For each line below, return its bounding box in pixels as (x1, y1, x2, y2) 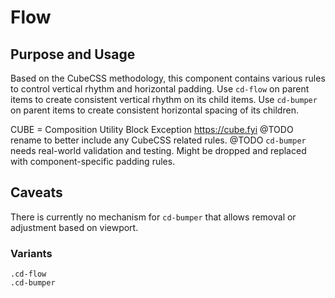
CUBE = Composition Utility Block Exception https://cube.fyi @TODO (10, 124, 294, 135)
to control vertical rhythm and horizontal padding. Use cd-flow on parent (10, 83, 310, 95)
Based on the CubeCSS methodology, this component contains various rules (10, 72, 326, 84)
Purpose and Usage (10, 46, 136, 63)
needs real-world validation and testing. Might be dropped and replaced (10, 145, 307, 156)
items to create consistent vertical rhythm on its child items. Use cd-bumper (10, 94, 318, 105)
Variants (10, 246, 53, 260)
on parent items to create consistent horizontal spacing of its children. (10, 104, 299, 116)
